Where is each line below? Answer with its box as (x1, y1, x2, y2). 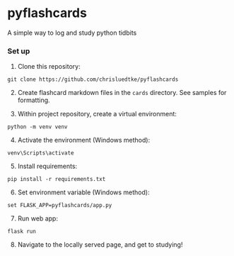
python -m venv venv (7, 123, 69, 130)
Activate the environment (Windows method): (17, 136, 151, 145)
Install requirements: (17, 162, 78, 171)
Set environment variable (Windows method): (17, 188, 150, 196)
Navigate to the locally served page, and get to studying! (17, 240, 183, 249)
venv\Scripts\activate (7, 150, 74, 157)
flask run (7, 228, 37, 235)
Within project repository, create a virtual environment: (17, 110, 177, 118)
